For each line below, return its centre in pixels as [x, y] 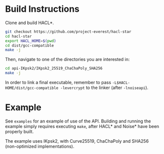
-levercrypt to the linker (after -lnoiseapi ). [104, 88]
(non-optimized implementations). [40, 146]
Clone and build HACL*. [30, 23]
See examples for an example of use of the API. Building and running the [78, 121]
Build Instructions [42, 9]
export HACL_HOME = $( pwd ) [31, 41]
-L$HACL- [121, 83]
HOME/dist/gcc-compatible [32, 88]
